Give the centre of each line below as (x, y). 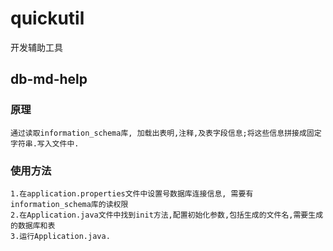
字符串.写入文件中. (45, 143)
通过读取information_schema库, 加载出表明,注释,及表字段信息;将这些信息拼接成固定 (166, 133)
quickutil (47, 18)
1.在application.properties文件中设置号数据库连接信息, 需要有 (132, 193)
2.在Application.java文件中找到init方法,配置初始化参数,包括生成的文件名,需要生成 (167, 215)
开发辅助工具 (36, 47)
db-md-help (49, 79)
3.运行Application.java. (60, 236)
